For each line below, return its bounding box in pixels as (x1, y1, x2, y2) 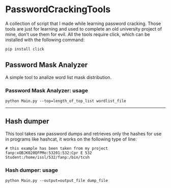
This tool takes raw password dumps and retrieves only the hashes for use (5, 130, 162, 137)
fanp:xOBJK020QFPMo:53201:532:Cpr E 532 (5, 150, 93, 155)
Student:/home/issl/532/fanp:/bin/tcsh (5, 154, 90, 160)
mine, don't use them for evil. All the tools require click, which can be (5, 31, 150, 37)
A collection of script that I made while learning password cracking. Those (5, 20, 161, 26)
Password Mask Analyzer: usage (5, 87, 88, 94)
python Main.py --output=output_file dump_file (5, 178, 108, 183)
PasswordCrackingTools (5, 4, 111, 15)
